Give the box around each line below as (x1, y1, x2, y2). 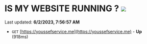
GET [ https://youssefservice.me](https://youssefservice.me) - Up (11, 28, 142, 34)
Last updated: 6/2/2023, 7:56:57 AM (4, 19, 80, 25)
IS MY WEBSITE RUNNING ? (4, 3, 120, 14)
